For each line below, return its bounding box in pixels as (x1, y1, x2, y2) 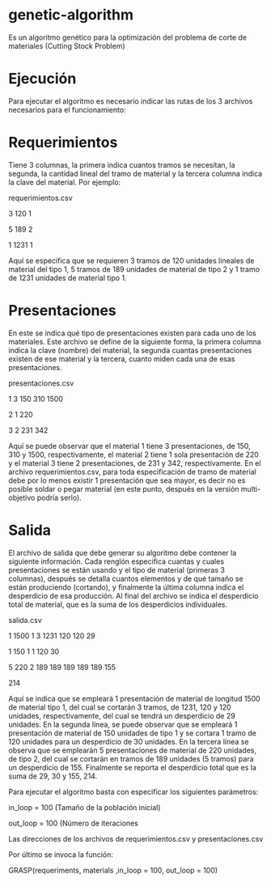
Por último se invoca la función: (8, 849, 113, 860)
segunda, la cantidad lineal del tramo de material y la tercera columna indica (8, 168, 263, 178)
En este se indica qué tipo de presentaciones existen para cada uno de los (8, 328, 256, 338)
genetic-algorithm (8, 6, 134, 24)
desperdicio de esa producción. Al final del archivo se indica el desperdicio (8, 591, 259, 600)
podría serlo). (36, 493, 83, 502)
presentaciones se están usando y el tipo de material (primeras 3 (8, 565, 225, 574)
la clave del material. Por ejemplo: (8, 177, 121, 187)
